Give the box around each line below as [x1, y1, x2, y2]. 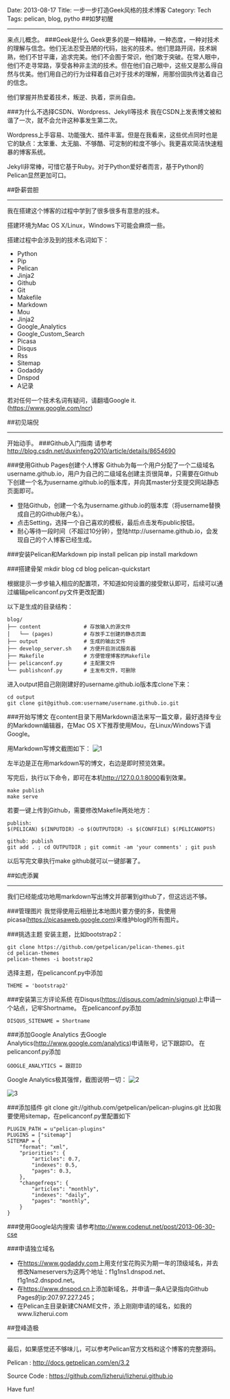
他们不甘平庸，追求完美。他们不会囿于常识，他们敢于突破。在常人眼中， [18, 53, 223, 60]
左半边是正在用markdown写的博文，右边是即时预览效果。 [7, 759, 169, 767]
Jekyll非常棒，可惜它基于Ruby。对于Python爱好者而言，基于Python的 [7, 163, 204, 170]
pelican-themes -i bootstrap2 [7, 956, 94, 963]
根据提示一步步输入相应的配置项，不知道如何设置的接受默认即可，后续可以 [7, 579, 217, 587]
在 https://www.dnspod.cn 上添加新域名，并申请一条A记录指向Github [16, 1285, 209, 1293]
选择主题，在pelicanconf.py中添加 [7, 969, 103, 976]
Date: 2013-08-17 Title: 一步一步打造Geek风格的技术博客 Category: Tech [7, 6, 212, 14]
